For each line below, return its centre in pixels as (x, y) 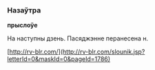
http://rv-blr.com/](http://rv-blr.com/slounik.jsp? (77, 52)
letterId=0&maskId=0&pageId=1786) (59, 59)
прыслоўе (22, 25)
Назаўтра (24, 10)
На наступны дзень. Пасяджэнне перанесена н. (78, 38)
